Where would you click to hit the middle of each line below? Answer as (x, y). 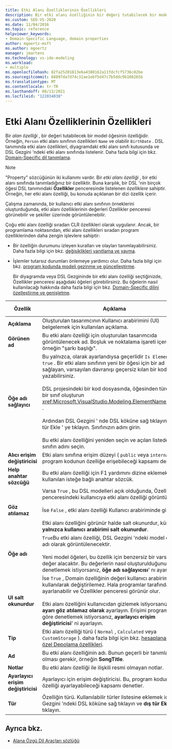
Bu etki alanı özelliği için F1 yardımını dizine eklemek (105, 473)
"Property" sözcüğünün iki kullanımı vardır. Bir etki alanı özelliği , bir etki (81, 177)
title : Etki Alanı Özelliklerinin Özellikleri (56, 10)
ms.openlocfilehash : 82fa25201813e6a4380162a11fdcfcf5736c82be (74, 72)
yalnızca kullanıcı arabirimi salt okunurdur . (95, 529)
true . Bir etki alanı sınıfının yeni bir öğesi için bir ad (103, 363)
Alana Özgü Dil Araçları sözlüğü (46, 741)
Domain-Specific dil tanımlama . (38, 158)
